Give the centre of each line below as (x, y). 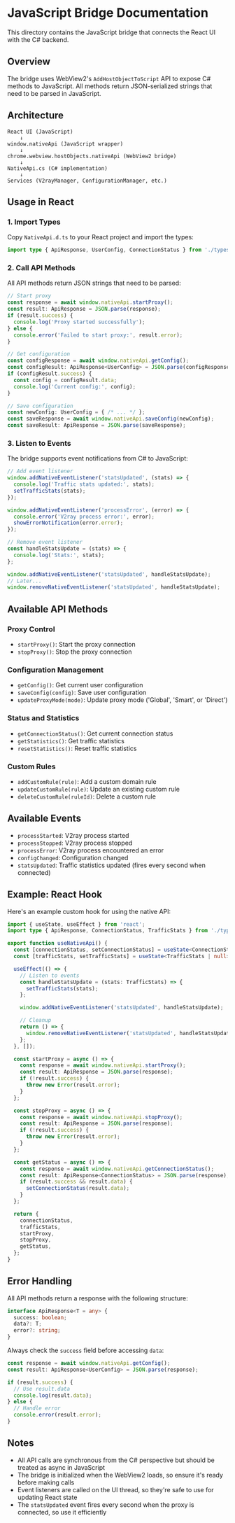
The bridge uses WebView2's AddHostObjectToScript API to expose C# (109, 78)
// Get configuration (39, 354)
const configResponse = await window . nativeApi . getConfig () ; (98, 361)
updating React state (47, 1497)
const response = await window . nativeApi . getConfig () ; (89, 1363)
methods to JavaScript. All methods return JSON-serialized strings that (110, 86)
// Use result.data (42, 1389)
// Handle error (37, 1408)
